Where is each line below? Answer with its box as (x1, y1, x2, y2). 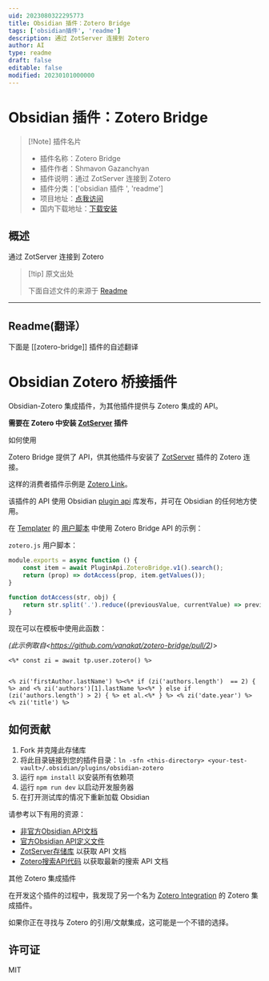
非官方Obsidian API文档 (19, 826, 98, 836)
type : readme (8, 49, 52, 57)
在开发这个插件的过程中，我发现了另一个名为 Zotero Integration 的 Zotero (8, 890, 250, 900)
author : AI (8, 42, 45, 50)
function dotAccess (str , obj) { (8, 593, 116, 601)
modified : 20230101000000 (8, 71, 94, 79)
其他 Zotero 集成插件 (8, 874, 77, 883)
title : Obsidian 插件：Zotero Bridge (8, 19, 130, 27)
